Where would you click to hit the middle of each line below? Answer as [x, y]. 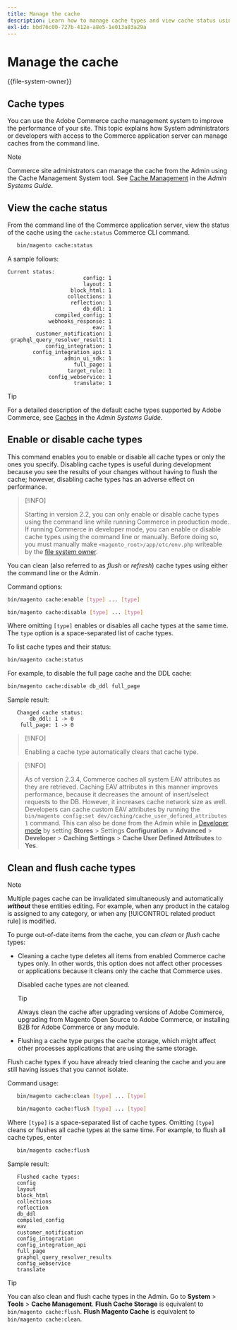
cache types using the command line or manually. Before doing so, [122, 536]
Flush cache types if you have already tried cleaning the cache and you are [117, 1061]
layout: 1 [97, 284]
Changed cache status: [50, 713]
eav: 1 [102, 327]
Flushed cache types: [48, 1177]
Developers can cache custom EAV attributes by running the [112, 809]
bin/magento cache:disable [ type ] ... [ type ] [75, 612]
